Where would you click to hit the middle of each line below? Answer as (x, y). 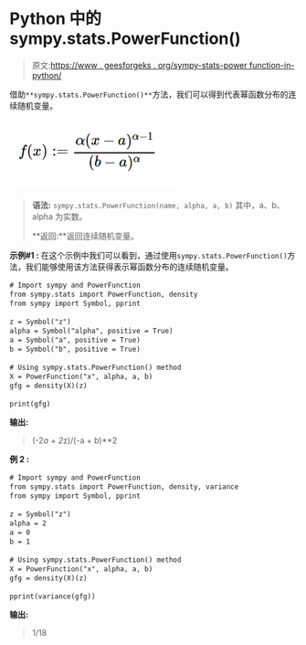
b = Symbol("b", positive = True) (75, 349)
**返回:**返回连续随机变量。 (85, 236)
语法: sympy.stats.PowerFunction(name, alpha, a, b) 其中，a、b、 (158, 205)
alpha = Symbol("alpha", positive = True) (91, 331)
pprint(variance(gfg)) (53, 596)
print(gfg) (30, 404)
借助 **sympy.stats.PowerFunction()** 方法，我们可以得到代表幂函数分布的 (149, 94)
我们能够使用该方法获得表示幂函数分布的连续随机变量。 (129, 267)
